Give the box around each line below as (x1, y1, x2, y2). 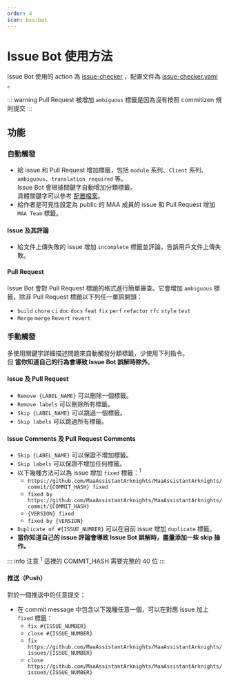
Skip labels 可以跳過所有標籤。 (17, 417, 108, 426)
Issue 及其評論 (7, 226, 49, 235)
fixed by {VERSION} (27, 517, 84, 524)
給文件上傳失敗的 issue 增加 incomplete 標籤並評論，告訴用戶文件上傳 (17, 243, 215, 251)
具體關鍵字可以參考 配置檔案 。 (17, 192, 104, 200)
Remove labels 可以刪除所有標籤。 (17, 400, 114, 408)
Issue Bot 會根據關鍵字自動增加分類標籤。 (17, 184, 137, 192)
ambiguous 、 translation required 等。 (17, 175, 128, 183)
